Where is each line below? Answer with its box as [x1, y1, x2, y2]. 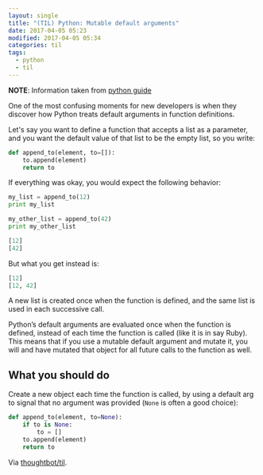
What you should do [8, 368, 110, 382]
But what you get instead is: [8, 258, 99, 268]
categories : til [8, 41, 62, 49]
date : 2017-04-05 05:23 [8, 26, 87, 34]
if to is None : [22, 421, 73, 429]
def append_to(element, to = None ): [8, 414, 123, 422]
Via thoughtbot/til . [8, 457, 68, 467]
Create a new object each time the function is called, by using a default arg [8, 390, 254, 399]
